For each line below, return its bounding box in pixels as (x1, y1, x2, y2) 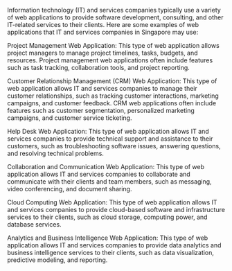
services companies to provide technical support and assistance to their (7, 134, 213, 143)
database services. (7, 220, 62, 228)
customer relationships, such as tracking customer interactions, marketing (7, 91, 220, 100)
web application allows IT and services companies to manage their (7, 85, 197, 92)
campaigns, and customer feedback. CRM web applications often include (7, 99, 217, 107)
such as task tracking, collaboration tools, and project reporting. (7, 64, 190, 71)
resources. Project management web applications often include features (7, 56, 213, 64)
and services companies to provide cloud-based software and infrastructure (7, 206, 225, 213)
